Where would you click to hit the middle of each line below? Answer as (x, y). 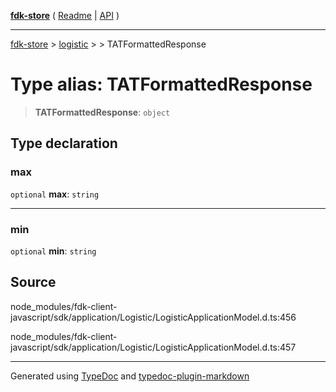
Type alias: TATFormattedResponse (161, 84)
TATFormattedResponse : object (102, 112)
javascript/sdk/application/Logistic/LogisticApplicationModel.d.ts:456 (153, 317)
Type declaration (64, 143)
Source (33, 282)
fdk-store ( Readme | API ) (65, 15)
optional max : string (55, 194)
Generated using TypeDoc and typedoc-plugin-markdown (130, 376)
